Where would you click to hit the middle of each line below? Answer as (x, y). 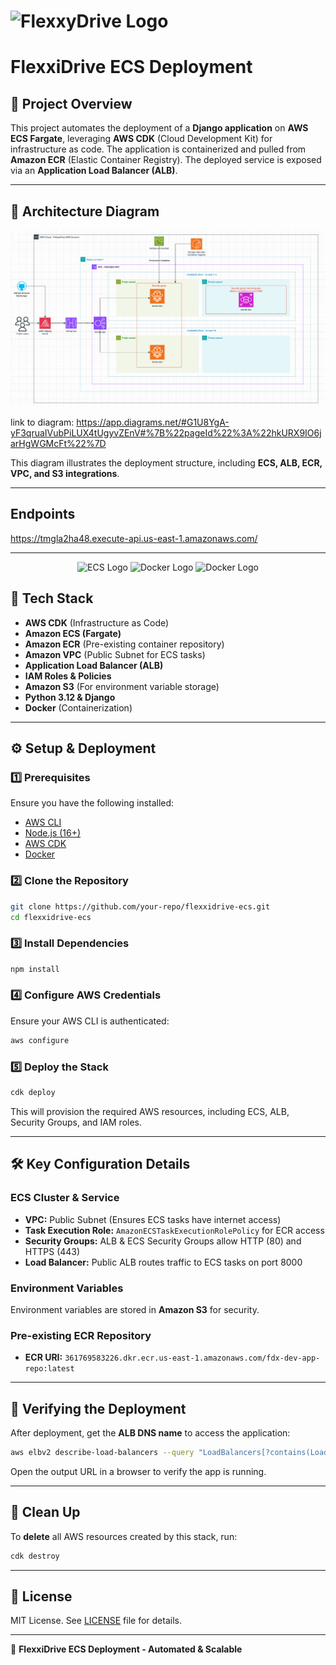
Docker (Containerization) (78, 707)
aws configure (40, 1040)
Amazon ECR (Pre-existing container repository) (124, 644)
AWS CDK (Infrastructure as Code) (97, 622)
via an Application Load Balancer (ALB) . (94, 171)
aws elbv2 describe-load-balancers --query (102, 1452)
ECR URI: (43, 1357)
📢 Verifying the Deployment (98, 1408)
